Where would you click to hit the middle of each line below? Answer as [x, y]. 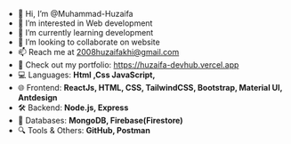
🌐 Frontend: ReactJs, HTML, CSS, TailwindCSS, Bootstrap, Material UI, [150, 88]
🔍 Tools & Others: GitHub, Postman [84, 130]
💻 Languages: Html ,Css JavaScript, [86, 75]
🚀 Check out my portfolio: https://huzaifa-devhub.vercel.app [128, 65]
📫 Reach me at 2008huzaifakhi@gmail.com [98, 52]
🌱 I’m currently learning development [85, 32]
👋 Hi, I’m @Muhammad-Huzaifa [75, 14]
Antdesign [37, 97]
